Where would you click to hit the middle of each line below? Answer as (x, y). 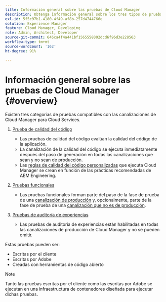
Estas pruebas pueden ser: (33, 245)
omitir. (26, 235)
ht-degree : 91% (21, 51)
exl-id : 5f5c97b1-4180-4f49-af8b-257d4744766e (54, 19)
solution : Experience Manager (36, 23)
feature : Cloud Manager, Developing (43, 28)
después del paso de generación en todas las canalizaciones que (86, 155)
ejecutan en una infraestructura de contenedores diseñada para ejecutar (79, 289)
